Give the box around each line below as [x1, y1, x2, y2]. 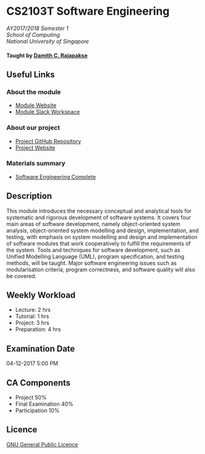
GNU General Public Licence [6, 441, 78, 448]
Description [6, 191, 52, 202]
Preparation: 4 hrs [15, 326, 61, 333]
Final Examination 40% [15, 400, 73, 408]
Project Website [15, 144, 56, 151]
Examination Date [6, 343, 75, 354]
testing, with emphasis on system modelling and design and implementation [6, 233, 198, 240]
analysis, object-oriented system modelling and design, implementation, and [6, 227, 199, 234]
